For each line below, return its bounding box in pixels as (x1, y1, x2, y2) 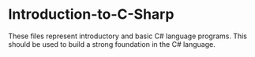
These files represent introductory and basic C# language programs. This (8, 31, 247, 41)
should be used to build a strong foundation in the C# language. (8, 39, 216, 48)
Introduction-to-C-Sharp (8, 5, 174, 23)
